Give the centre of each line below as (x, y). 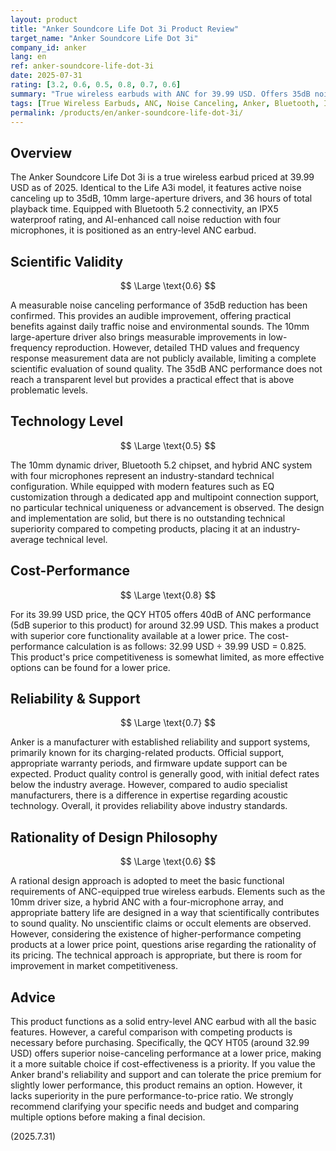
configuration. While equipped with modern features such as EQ (142, 486)
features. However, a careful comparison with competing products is (151, 1032)
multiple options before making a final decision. (108, 1117)
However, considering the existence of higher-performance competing (156, 934)
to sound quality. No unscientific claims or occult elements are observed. (161, 923)
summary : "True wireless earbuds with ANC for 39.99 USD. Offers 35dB (160, 94)
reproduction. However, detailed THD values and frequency (177, 347)
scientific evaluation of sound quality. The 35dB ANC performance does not (166, 369)
